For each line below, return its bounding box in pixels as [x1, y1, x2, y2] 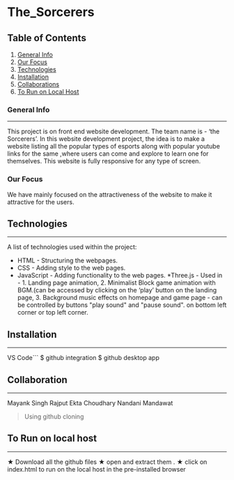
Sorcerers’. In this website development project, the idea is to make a [7, 135, 205, 143]
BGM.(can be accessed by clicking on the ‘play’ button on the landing [17, 286, 217, 294]
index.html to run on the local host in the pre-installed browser [7, 465, 186, 473]
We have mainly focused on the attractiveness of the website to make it [7, 190, 212, 199]
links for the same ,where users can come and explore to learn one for [7, 149, 209, 158]
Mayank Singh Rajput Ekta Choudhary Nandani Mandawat [7, 399, 173, 407]
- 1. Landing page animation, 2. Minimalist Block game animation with [17, 278, 216, 287]
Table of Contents [7, 32, 87, 44]
